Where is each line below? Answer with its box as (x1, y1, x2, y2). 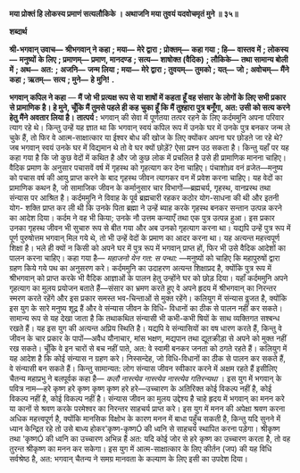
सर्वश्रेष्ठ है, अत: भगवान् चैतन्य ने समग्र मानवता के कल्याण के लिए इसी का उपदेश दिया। (9, 453, 248, 464)
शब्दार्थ (9, 27, 28, 37)
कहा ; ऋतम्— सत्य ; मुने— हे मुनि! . (9, 74, 114, 85)
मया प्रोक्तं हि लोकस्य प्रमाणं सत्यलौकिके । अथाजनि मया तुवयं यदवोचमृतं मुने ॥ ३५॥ (9, 9, 238, 19)
